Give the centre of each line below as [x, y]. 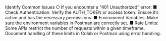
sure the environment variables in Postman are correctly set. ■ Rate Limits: [82, 23]
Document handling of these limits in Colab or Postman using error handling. [83, 33]
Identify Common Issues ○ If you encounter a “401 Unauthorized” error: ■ [81, 7]
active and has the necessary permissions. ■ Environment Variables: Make [82, 18]
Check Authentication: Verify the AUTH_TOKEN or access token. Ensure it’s [82, 12]
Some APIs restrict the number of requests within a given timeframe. [75, 28]
